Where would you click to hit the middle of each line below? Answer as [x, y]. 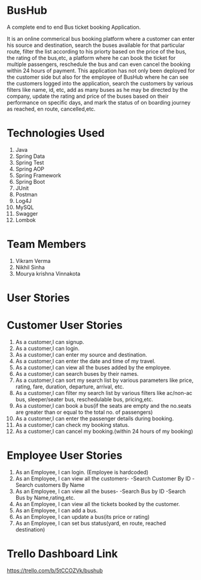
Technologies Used [56, 133]
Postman [26, 194]
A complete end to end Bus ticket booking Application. [74, 27]
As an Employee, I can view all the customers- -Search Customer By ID [103, 479]
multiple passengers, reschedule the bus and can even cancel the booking [99, 64]
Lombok [26, 220]
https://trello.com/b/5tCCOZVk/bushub [55, 570]
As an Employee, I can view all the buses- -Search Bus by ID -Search [100, 491]
